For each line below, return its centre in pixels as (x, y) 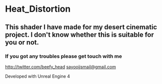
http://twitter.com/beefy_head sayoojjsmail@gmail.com (60, 66)
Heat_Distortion (38, 9)
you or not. (22, 42)
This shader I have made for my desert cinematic (81, 27)
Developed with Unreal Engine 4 (37, 76)
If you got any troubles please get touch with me (64, 56)
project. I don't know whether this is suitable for (80, 34)
